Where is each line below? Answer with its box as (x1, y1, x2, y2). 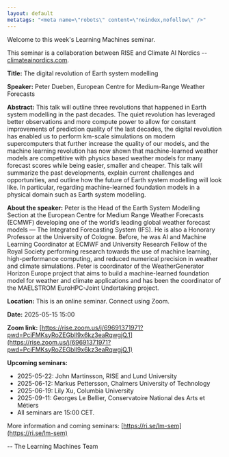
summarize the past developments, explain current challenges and (7, 169, 195, 177)
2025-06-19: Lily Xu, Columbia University (16, 386, 135, 395)
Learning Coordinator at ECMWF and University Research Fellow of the (7, 240, 207, 248)
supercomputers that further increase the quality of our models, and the (7, 139, 210, 147)
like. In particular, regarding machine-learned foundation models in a (7, 183, 200, 191)
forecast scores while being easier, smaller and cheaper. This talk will (7, 161, 203, 169)
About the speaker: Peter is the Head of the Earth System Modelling (7, 203, 200, 212)
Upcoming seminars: (7, 358, 68, 367)
